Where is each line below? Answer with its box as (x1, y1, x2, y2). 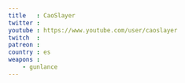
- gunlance (22, 63, 58, 71)
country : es (8, 48, 51, 56)
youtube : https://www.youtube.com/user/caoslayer (8, 26, 178, 34)
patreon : (8, 41, 41, 49)
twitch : (8, 33, 41, 42)
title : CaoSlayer (8, 11, 76, 20)
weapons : (8, 56, 41, 64)
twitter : (8, 19, 41, 27)
